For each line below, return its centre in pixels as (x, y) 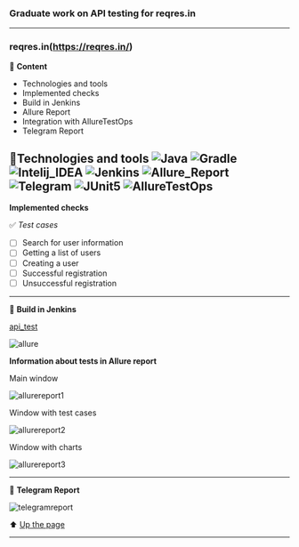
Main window (34, 378)
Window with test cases (53, 413)
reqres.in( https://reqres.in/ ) (71, 47)
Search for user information (73, 243)
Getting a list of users (61, 253)
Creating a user (50, 263)
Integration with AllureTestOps (77, 121)
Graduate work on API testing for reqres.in (102, 13)
